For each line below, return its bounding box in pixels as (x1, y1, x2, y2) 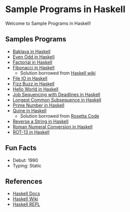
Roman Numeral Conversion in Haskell (12, 123, 93, 130)
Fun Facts (5, 144, 37, 152)
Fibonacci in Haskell (12, 64, 55, 70)
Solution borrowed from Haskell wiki (20, 70, 96, 76)
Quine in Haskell (12, 107, 47, 113)
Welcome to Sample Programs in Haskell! (5, 20, 91, 26)
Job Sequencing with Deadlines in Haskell (12, 91, 100, 97)
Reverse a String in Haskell (12, 118, 69, 124)
